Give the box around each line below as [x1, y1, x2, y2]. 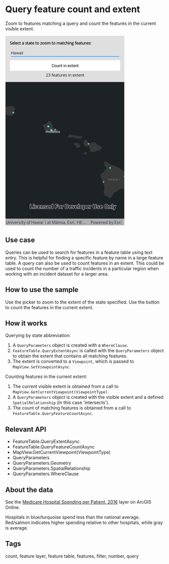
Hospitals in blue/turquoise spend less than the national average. [5, 514, 140, 520]
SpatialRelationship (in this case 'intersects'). [12, 399, 109, 406]
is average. [5, 525, 29, 531]
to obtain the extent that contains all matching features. [12, 353, 128, 359]
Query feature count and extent [5, 4, 140, 15]
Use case [5, 236, 35, 244]
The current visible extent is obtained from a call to [12, 384, 119, 390]
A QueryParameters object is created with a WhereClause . [12, 342, 129, 348]
